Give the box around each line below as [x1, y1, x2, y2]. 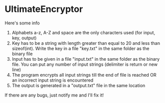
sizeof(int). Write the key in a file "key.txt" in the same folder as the [11, 45, 150, 51]
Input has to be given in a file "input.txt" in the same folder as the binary [11, 56, 160, 62]
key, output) [11, 35, 37, 41]
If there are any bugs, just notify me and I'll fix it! [4, 92, 104, 98]
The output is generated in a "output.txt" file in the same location [11, 82, 146, 88]
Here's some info [4, 20, 40, 26]
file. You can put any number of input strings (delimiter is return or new [11, 61, 158, 67]
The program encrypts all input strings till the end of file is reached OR [11, 72, 157, 78]
